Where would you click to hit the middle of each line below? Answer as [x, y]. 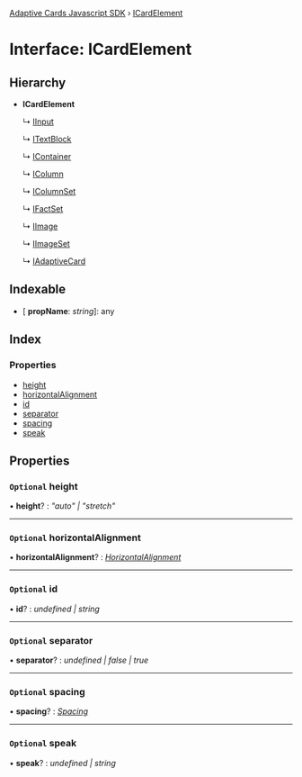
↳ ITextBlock [47, 139]
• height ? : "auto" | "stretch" [62, 506]
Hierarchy [38, 82]
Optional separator [51, 640]
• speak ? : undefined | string [63, 763]
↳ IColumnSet [49, 191]
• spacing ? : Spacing [49, 711]
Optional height [44, 486]
